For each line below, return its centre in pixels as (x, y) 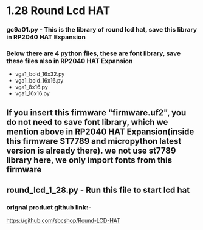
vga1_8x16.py (32, 87)
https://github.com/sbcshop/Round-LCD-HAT (63, 221)
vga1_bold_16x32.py (40, 74)
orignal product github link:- (49, 208)
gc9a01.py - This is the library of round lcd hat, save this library (102, 30)
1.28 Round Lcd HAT (58, 11)
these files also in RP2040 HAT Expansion (70, 61)
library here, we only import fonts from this (89, 160)
